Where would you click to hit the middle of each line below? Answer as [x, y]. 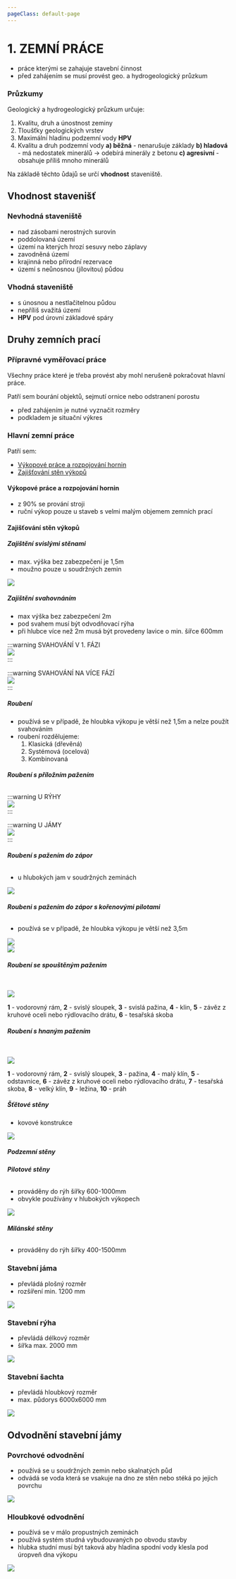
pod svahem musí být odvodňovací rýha [76, 624]
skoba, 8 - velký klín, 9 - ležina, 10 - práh [67, 1089]
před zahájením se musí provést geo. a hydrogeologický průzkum [112, 75]
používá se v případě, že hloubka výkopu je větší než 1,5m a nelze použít [123, 721]
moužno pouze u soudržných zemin [69, 569]
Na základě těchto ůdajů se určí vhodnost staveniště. [85, 174]
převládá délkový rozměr [54, 1338]
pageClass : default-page [44, 14]
